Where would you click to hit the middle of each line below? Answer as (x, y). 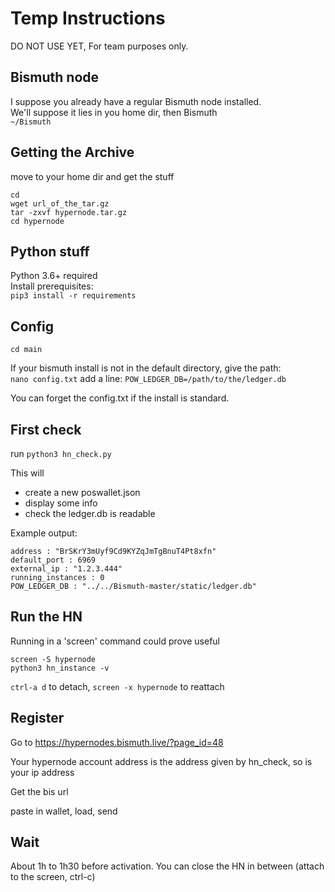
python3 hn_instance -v (60, 668)
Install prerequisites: (52, 286)
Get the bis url (39, 791)
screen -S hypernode (53, 659)
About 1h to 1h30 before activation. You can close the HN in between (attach (167, 866)
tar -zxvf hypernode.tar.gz (69, 212)
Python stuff (50, 251)
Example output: (44, 533)
